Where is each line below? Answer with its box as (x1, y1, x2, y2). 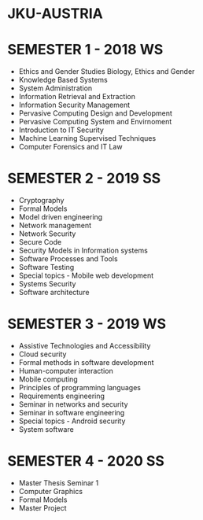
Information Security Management (18, 100, 131, 110)
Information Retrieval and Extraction (18, 92, 135, 101)
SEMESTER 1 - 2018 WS (7, 41, 164, 59)
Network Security (18, 229, 76, 238)
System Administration (18, 83, 93, 93)
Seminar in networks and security (18, 400, 128, 409)
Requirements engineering (18, 391, 105, 400)
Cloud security (18, 349, 67, 359)
